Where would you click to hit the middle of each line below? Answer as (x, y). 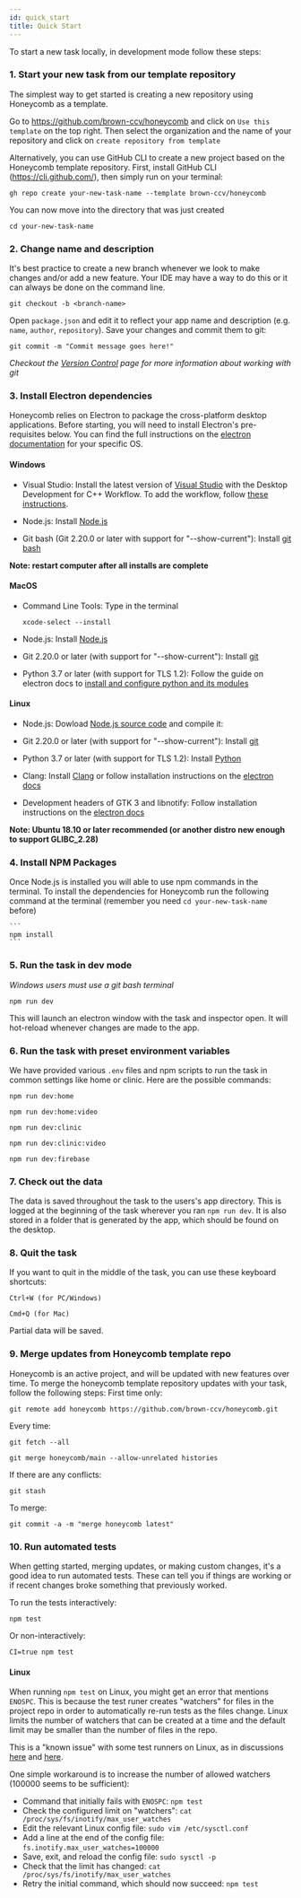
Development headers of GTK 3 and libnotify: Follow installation (140, 803)
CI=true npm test (42, 1652)
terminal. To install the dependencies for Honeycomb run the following (139, 892)
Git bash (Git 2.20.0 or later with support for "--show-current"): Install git (157, 538)
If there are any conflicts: (56, 1474)
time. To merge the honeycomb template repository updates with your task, (148, 1383)
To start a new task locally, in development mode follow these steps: (135, 51)
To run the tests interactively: (63, 1603)
